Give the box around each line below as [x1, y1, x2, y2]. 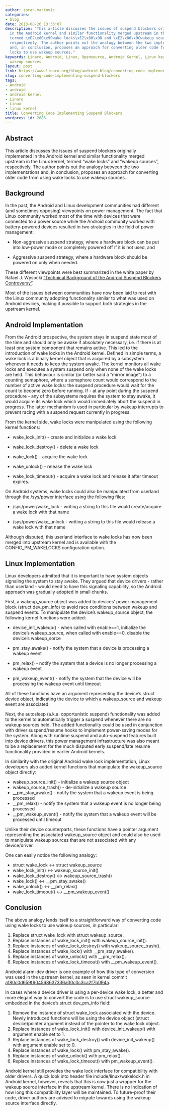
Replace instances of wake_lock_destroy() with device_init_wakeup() [12, 1036, 155, 1042]
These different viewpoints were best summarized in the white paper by [5, 269, 154, 275]
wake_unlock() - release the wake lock [12, 463, 93, 470]
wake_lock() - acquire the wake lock [12, 454, 88, 460]
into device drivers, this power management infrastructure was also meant [5, 738, 159, 744]
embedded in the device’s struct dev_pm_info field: [5, 1000, 111, 1006]
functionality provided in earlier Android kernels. [5, 749, 106, 754]
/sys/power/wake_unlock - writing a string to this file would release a [12, 519, 155, 525]
